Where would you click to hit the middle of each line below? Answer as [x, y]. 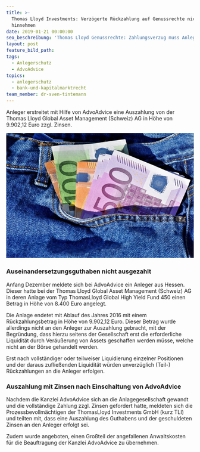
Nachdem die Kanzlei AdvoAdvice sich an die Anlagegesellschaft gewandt [97, 400]
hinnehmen [24, 25]
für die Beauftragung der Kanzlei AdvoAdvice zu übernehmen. [82, 443]
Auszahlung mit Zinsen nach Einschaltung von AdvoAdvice [94, 386]
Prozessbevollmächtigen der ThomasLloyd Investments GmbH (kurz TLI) [95, 412]
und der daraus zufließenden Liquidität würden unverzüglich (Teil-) [88, 364]
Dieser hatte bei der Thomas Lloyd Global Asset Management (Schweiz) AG [99, 291]
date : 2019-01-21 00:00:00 [40, 32]
